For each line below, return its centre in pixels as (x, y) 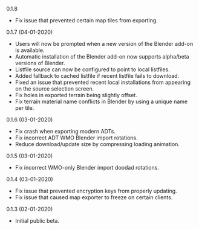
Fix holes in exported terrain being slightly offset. (76, 95)
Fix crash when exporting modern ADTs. (65, 131)
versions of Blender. (40, 63)
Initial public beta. (37, 221)
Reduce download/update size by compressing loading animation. (97, 144)
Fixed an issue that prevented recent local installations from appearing (103, 82)
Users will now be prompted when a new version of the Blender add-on (104, 44)
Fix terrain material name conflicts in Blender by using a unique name (101, 101)
